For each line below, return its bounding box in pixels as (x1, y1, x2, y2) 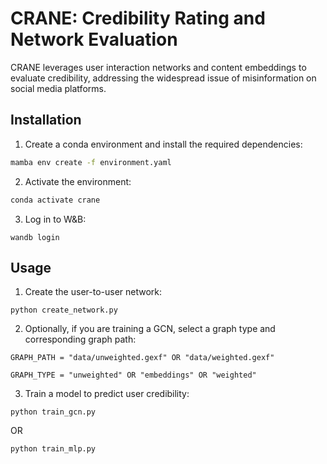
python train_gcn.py (10, 407, 97, 417)
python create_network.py (10, 305, 118, 316)
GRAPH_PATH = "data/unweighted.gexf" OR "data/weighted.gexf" (10, 353, 275, 363)
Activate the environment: (24, 175, 132, 187)
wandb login (10, 232, 60, 242)
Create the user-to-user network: (24, 286, 163, 298)
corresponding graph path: (24, 333, 137, 346)
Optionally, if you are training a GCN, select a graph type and (24, 323, 276, 335)
